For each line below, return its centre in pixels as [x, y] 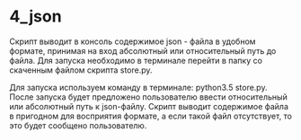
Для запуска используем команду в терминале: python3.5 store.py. [138, 87]
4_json [35, 17]
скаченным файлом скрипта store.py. [81, 70]
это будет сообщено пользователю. [78, 125]
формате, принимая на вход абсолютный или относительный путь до [143, 50]
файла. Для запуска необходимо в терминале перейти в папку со [136, 60]
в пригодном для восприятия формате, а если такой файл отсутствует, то [150, 116]
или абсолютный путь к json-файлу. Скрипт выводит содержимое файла [149, 106]
